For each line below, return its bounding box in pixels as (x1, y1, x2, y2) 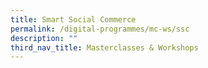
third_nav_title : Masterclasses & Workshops (10, 42, 199, 53)
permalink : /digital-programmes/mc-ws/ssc (10, 24, 190, 34)
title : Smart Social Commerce (10, 14, 137, 25)
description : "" (10, 33, 78, 43)
